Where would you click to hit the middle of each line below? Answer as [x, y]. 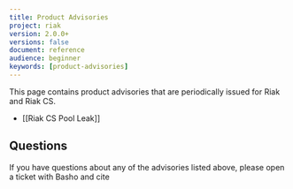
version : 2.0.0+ [39, 34]
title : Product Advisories [59, 17]
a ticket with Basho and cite [60, 177]
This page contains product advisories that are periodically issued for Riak [145, 91]
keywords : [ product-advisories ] [69, 67]
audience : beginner [45, 58]
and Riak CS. [32, 101]
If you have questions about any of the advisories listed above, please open [147, 167]
